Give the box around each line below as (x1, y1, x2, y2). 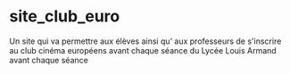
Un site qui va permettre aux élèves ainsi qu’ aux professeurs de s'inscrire (9, 36, 282, 46)
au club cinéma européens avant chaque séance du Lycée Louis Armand (9, 45, 277, 55)
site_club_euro (9, 6, 120, 27)
